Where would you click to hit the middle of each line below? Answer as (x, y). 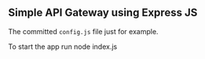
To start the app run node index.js (63, 47)
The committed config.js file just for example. (83, 31)
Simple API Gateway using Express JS (103, 13)
